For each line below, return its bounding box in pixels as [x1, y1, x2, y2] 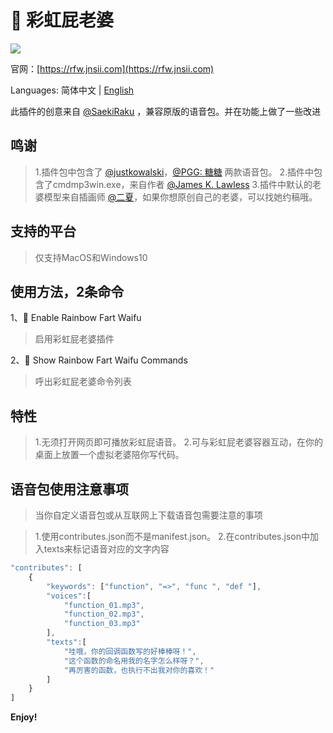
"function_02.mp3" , [63, 609, 145, 620]
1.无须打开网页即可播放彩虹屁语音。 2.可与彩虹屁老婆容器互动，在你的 [34, 436, 324, 448]
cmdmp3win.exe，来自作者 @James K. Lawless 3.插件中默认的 [52, 178, 313, 190]
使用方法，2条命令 [10, 283, 125, 300]
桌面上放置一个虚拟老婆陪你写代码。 [34, 449, 185, 461]
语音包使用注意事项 [10, 481, 129, 498]
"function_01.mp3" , [63, 600, 145, 610]
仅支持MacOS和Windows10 [34, 251, 148, 263]
